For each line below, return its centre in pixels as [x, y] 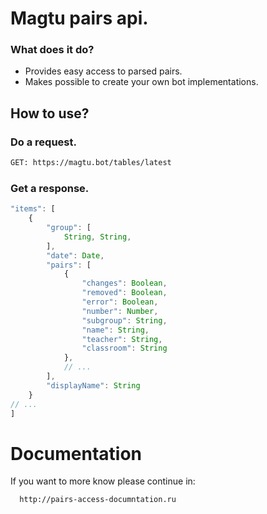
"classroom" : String [124, 348]
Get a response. [50, 188]
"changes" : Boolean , [124, 283]
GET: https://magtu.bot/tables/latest [91, 163]
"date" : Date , [75, 255]
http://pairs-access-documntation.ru [98, 500]
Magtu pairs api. [79, 18]
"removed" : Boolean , [124, 293]
